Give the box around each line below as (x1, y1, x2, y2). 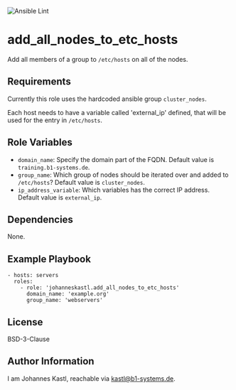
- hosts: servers (7, 272, 59, 279)
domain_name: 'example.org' (26, 291, 110, 298)
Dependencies (7, 213, 73, 225)
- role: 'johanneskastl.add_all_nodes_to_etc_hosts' (20, 284, 180, 291)
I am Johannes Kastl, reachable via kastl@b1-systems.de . (7, 374, 176, 383)
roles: (14, 278, 33, 286)
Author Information (7, 355, 95, 367)
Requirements (7, 75, 71, 88)
